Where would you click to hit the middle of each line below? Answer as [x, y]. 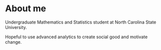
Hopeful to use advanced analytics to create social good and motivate [77, 37]
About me [26, 9]
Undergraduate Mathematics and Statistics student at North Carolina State [81, 22]
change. [14, 42]
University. [16, 27]
